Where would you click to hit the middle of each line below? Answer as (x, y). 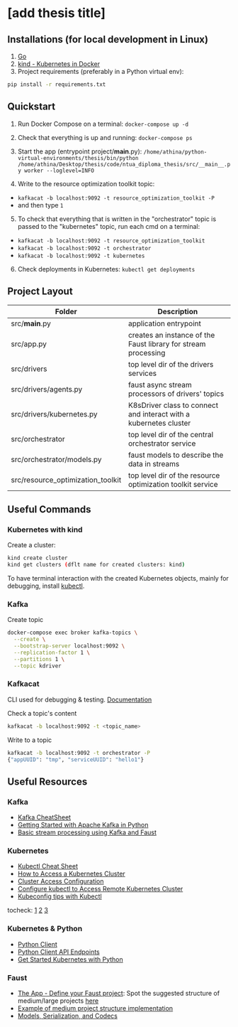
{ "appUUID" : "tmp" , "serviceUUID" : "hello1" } (75, 759)
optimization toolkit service (173, 484)
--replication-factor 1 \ (52, 652)
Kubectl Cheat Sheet (47, 866)
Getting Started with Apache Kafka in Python (83, 825)
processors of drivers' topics (176, 394)
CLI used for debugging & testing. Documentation (80, 699)
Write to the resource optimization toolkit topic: (86, 183)
